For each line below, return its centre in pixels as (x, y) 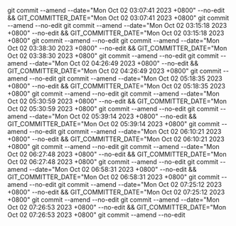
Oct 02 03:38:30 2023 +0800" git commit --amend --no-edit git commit (113, 56)
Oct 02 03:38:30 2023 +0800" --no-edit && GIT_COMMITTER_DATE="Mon (117, 48)
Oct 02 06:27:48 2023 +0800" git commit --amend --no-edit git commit (113, 162)
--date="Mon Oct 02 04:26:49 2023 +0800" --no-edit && (114, 63)
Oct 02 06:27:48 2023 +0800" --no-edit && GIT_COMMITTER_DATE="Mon (117, 154)
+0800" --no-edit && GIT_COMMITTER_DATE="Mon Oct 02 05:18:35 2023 (117, 86)
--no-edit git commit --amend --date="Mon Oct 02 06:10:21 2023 (125, 132)
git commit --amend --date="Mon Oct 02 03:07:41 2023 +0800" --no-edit (116, 10)
